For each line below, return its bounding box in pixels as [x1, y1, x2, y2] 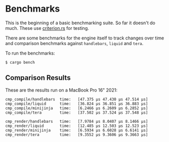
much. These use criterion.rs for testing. [5, 25, 90, 31]
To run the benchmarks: [5, 50, 55, 56]
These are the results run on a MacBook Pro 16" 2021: [5, 87, 118, 93]
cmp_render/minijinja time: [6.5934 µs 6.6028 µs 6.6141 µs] [5, 127, 148, 133]
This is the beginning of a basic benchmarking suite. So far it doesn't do [5, 20, 155, 26]
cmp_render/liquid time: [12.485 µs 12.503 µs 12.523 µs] [5, 123, 148, 128]
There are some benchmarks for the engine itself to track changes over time [5, 35, 164, 41]
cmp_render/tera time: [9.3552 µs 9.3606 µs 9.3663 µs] [5, 132, 148, 137]
